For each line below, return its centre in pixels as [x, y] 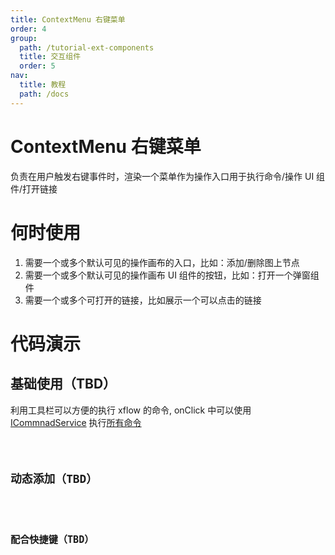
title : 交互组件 [50, 57]
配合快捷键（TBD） [52, 539]
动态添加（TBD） [54, 479]
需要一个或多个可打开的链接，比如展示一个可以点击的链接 [143, 300]
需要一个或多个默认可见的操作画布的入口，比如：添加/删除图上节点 [162, 262]
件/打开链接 [34, 188]
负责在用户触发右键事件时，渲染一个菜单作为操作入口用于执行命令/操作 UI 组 [168, 176]
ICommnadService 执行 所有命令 [76, 422]
